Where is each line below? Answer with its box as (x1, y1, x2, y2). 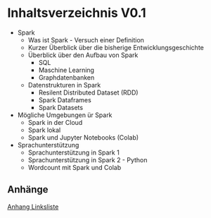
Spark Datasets (38, 103, 83, 111)
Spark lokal (27, 126, 61, 134)
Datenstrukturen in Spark (27, 80, 101, 89)
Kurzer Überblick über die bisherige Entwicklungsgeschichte (27, 43, 204, 52)
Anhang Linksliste (7, 202, 59, 211)
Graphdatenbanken (38, 73, 95, 82)
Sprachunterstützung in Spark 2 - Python (27, 155, 148, 164)
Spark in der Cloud (27, 118, 83, 126)
